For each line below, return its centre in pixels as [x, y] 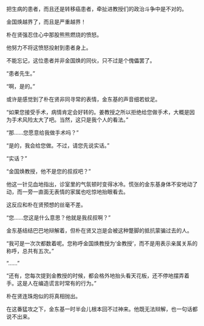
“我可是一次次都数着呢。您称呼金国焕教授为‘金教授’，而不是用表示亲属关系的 [102, 243]
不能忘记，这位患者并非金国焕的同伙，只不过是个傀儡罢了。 [81, 60]
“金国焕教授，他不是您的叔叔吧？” [49, 171]
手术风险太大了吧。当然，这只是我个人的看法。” [70, 120]
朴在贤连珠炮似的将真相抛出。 [43, 296]
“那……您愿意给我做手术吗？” [42, 133]
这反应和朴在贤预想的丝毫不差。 [46, 205]
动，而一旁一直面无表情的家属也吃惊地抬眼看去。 [67, 192]
